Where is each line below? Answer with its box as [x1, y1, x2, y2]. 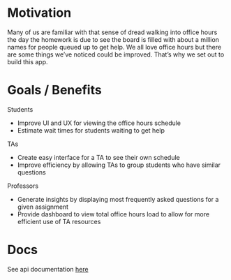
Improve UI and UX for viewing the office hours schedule [17, 119, 181, 127]
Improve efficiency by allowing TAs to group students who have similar [17, 161, 221, 169]
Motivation [7, 5, 72, 21]
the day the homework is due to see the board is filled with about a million [7, 35, 220, 43]
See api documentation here [7, 265, 89, 273]
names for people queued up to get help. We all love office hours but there [7, 43, 222, 51]
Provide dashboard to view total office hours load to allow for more [17, 209, 210, 218]
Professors [7, 182, 39, 190]
